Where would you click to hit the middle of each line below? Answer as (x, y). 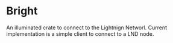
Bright (22, 11)
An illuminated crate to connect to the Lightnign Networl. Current (87, 27)
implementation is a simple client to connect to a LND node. (80, 33)
